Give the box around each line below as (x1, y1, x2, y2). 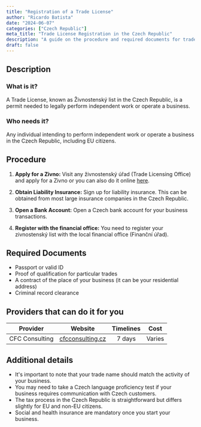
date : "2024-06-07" (6, 20, 55, 26)
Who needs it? (6, 117, 49, 126)
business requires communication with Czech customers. (14, 390, 157, 397)
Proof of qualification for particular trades (14, 270, 118, 277)
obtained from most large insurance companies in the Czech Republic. (14, 195, 189, 202)
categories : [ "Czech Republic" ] (6, 25, 87, 32)
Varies (146, 335, 165, 343)
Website (71, 325, 95, 333)
